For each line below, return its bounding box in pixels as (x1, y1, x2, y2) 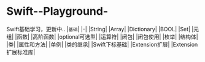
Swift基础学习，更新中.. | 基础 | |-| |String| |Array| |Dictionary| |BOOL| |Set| (6, 25, 191, 33)
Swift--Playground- (6, 4, 109, 18)
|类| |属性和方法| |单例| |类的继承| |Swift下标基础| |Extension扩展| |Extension (6, 41, 198, 48)
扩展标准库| (6, 48, 36, 56)
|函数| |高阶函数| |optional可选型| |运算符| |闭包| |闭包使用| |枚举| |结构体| (15, 33, 198, 41)
